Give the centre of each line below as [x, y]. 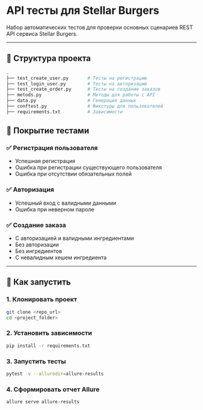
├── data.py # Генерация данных [71, 101]
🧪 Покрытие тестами [48, 131]
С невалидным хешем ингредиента [61, 257]
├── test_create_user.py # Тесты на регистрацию [77, 78]
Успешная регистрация [45, 161]
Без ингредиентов [38, 251]
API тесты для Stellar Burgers [83, 11]
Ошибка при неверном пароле [55, 209]
